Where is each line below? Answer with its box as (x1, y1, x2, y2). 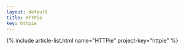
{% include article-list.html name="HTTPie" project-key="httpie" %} (6, 37, 178, 45)
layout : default (6, 9, 48, 15)
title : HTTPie (6, 15, 43, 21)
